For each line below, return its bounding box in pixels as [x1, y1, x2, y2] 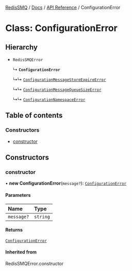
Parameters [5, 192, 31, 198]
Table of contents [5, 111, 63, 120]
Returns [5, 227, 23, 233]
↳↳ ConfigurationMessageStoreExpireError [12, 77, 106, 82]
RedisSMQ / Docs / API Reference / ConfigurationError [5, 5, 121, 10]
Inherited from [5, 249, 37, 255]
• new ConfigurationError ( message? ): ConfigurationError [5, 180, 127, 187]
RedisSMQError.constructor [5, 260, 64, 266]
